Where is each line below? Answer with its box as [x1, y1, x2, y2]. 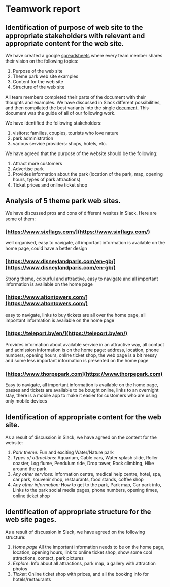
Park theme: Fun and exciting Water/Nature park [12, 449, 114, 455]
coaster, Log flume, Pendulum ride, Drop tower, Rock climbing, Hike [12, 460, 154, 467]
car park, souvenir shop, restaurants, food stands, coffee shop [12, 476, 144, 483]
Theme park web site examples [12, 73, 79, 79]
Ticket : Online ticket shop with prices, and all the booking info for [12, 571, 149, 577]
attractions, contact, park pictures [12, 554, 84, 561]
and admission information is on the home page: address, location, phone [5, 347, 159, 353]
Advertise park [12, 166, 44, 172]
